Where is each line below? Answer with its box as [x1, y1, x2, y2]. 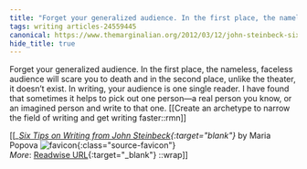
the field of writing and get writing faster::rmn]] [9, 112, 187, 123]
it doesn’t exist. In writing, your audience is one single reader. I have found [9, 83, 290, 94]
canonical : [9, 30, 51, 39]
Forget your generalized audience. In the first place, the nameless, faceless [9, 64, 293, 75]
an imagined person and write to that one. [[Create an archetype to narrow [9, 102, 291, 114]
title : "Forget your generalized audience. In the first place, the [9, 13, 276, 23]
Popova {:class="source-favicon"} [9, 140, 176, 151]
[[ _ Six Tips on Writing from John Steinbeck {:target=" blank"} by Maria [9, 130, 271, 142]
